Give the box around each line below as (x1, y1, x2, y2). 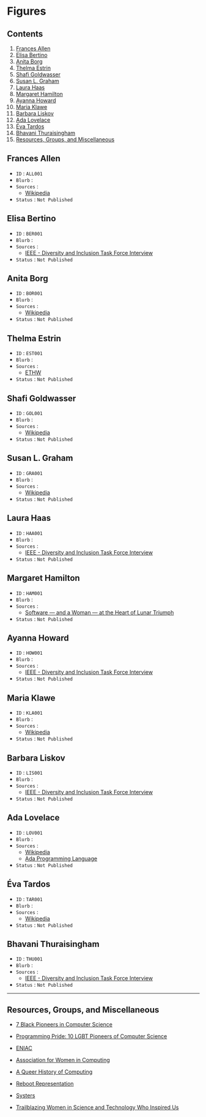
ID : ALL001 (15, 169, 43, 177)
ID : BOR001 (15, 289, 43, 297)
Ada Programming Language (24, 855, 97, 862)
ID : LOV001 (15, 828, 43, 836)
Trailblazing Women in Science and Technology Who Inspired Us (15, 1104, 179, 1111)
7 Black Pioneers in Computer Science (15, 1021, 112, 1028)
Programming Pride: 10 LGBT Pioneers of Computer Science (15, 1033, 167, 1040)
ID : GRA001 (15, 469, 43, 476)
